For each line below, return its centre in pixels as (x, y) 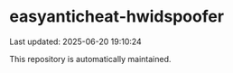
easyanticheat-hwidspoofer (116, 17)
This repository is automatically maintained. (90, 59)
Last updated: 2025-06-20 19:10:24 (75, 41)
